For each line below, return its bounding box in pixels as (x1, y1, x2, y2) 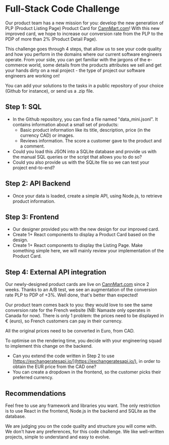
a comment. (20, 143, 45, 149)
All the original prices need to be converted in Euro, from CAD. (5, 328, 135, 334)
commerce (5, 62, 28, 68)
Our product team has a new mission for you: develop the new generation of (5, 20, 164, 26)
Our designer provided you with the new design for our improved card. (12, 226, 160, 232)
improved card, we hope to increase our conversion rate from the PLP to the (5, 30, 163, 36)
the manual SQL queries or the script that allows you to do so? (12, 154, 142, 160)
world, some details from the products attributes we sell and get (28, 62, 162, 68)
